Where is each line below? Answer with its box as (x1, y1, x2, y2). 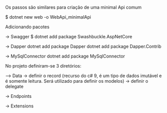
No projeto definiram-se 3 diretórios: (5, 63, 82, 69)
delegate (5, 83, 24, 89)
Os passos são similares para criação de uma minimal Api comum (5, 5, 142, 10)
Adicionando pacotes (5, 24, 49, 30)
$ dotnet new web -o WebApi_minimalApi (5, 14, 91, 20)
